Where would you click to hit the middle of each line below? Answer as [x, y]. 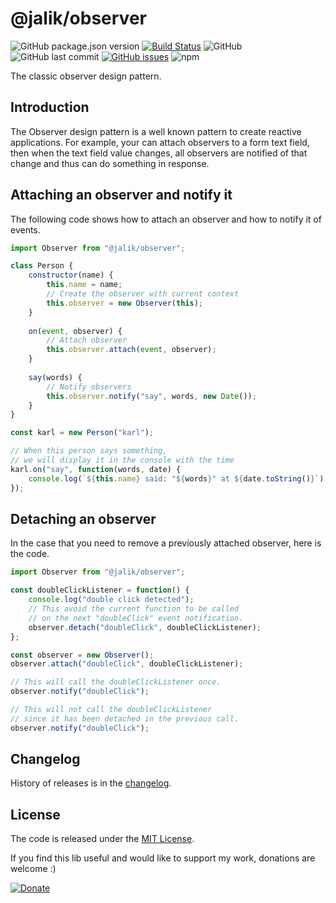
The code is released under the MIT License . [102, 839]
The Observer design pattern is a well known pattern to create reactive [156, 131]
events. [25, 229]
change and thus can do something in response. [110, 163]
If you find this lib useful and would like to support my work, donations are [163, 858]
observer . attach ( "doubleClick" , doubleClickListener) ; [127, 664]
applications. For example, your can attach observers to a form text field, [160, 142]
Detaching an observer [83, 518]
